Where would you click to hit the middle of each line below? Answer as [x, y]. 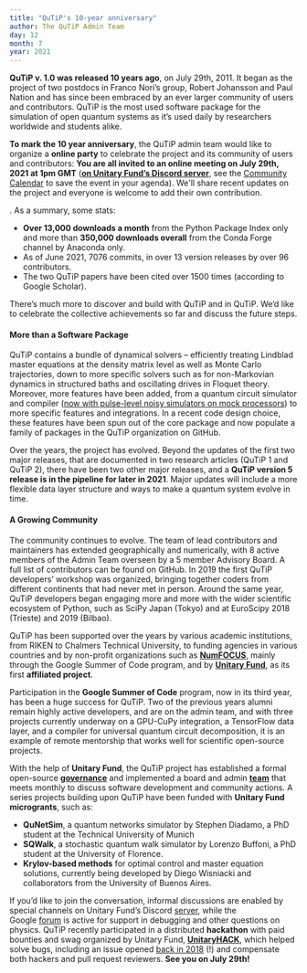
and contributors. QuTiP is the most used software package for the [135, 107]
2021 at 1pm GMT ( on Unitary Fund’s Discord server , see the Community [148, 174]
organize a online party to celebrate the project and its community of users [152, 154]
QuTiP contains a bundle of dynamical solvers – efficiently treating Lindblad [152, 355]
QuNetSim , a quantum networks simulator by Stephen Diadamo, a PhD [156, 824]
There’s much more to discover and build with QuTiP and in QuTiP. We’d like [152, 304]
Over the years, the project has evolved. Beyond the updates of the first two [152, 450]
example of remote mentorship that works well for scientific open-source [147, 740]
